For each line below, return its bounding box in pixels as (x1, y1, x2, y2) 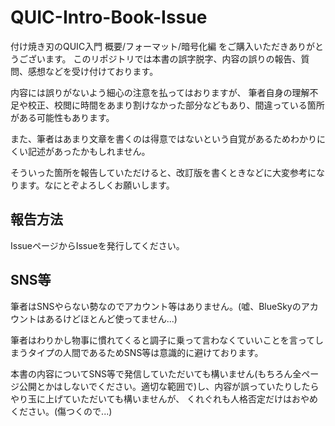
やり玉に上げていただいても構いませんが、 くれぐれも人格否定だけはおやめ (10, 392, 319, 405)
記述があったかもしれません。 (27, 145, 151, 157)
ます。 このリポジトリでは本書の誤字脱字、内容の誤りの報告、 (44, 52, 302, 65)
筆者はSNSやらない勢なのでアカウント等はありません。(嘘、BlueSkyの (10, 300, 302, 312)
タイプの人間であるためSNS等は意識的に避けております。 (27, 346, 264, 358)
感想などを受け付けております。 (27, 65, 159, 77)
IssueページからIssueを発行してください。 (10, 239, 185, 251)
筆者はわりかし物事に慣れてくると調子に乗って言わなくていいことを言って (10, 334, 316, 346)
